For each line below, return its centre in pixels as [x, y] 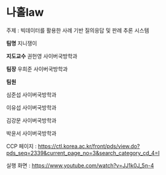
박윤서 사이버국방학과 [31, 133]
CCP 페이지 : [21, 146]
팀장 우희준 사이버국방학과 [37, 69]
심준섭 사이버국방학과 [31, 94]
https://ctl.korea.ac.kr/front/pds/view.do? [89, 146]
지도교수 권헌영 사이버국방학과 [42, 56]
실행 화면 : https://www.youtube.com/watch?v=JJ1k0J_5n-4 [80, 165]
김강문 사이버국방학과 [31, 120]
